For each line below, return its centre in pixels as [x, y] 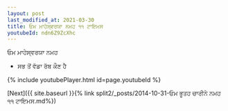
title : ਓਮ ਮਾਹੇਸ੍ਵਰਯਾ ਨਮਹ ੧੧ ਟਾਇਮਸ [55, 26]
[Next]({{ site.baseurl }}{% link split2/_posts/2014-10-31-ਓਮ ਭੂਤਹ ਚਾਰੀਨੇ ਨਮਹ [114, 93]
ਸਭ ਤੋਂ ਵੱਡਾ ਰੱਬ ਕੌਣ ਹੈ [42, 66]
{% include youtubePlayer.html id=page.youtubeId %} [84, 80]
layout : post [26, 13]
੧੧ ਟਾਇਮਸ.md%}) [32, 101]
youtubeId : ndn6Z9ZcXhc [42, 33]
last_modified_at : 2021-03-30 [51, 20]
